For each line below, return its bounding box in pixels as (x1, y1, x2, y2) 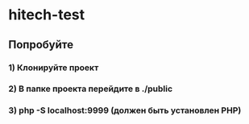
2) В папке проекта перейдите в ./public (8, 83, 173, 94)
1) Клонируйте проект (8, 62, 99, 73)
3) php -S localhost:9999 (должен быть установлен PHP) (8, 105, 242, 116)
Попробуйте (8, 38, 74, 52)
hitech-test (8, 6, 85, 24)
